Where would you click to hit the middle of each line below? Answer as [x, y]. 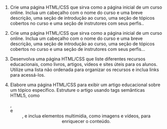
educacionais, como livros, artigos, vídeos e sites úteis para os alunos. [84, 64]
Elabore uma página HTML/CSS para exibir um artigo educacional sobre [85, 85]
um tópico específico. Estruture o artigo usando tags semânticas [77, 90]
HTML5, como [25, 95]
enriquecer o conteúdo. [86, 121]
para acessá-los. [28, 75]
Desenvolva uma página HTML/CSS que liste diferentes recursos [78, 59]
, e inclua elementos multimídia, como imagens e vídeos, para [86, 116]
